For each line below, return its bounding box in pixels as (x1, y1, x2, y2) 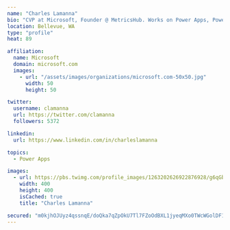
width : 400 (19, 181, 51, 187)
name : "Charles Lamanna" (7, 10, 78, 17)
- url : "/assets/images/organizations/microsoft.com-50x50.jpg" (19, 73, 207, 80)
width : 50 (25, 80, 53, 87)
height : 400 (19, 187, 53, 194)
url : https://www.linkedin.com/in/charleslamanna (13, 137, 157, 143)
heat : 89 (7, 36, 32, 43)
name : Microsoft (13, 54, 60, 62)
